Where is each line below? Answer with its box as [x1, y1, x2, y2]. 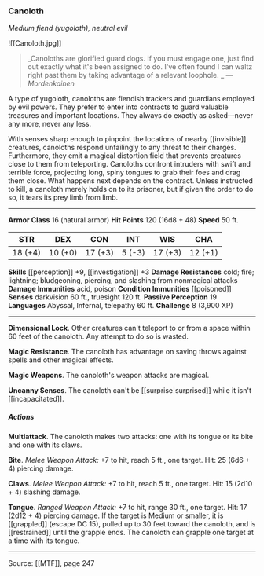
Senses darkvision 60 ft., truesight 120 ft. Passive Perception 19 [8, 292, 218, 302]
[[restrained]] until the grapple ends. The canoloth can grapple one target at [8, 528, 254, 537]
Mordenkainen [27, 79, 75, 88]
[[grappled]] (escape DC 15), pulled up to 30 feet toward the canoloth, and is [8, 519, 256, 529]
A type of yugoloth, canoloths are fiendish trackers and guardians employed [8, 94, 255, 104]
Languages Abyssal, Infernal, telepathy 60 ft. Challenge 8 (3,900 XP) [8, 301, 233, 310]
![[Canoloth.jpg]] [8, 39, 62, 48]
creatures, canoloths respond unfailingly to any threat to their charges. [8, 143, 237, 152]
